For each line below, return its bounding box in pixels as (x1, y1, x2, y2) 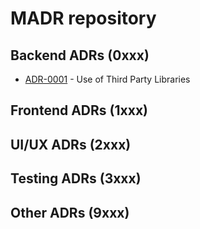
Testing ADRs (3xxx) (10, 170, 142, 187)
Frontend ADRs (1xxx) (10, 102, 148, 119)
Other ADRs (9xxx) (10, 204, 130, 221)
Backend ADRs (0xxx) (10, 47, 150, 64)
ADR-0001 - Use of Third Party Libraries (24, 73, 191, 85)
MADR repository (10, 7, 157, 30)
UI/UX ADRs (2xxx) (10, 136, 132, 153)
